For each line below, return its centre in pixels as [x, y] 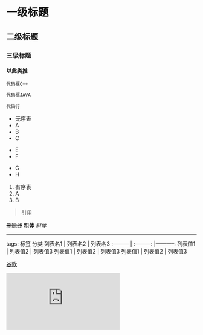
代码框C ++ [17, 84]
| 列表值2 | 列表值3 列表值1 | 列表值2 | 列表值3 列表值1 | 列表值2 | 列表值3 [97, 252]
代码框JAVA [19, 95]
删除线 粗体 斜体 [26, 225]
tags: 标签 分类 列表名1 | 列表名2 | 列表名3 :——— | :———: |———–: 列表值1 [101, 244]
